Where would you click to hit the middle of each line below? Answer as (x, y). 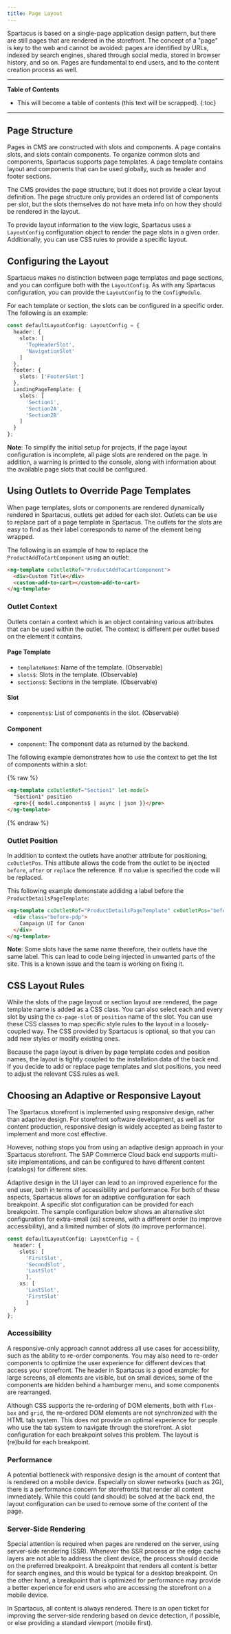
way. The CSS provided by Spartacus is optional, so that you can (123, 1031)
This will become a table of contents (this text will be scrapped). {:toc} (117, 102)
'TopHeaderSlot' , (50, 344)
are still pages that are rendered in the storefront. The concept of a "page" (113, 40)
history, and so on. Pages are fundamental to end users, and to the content (113, 62)
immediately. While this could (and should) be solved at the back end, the (111, 1497)
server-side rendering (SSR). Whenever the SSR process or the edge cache (114, 1552)
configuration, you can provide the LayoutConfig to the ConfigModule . (104, 292)
